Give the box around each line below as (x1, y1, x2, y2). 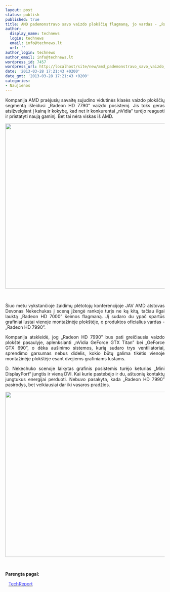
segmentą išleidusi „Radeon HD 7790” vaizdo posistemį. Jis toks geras (5, 102, 165, 108)
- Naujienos (5, 83, 30, 88)
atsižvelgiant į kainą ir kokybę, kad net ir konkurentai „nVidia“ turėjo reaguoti (5, 108, 165, 114)
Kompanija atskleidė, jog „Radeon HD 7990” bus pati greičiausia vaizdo (5, 334, 165, 340)
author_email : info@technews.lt (5, 54, 73, 60)
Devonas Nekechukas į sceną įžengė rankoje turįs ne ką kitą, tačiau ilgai (5, 308, 165, 314)
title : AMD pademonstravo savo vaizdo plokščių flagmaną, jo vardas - (5, 21, 157, 27)
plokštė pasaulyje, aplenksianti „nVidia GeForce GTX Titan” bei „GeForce (5, 339, 165, 346)
